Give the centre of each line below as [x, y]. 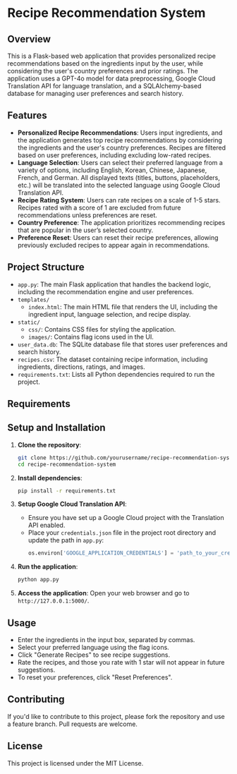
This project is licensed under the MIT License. [75, 763]
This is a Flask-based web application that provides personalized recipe [112, 56]
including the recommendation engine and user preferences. [105, 291]
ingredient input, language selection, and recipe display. [109, 314]
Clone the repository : [49, 445]
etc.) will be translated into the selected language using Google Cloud [119, 185]
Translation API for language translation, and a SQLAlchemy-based [104, 86]
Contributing [36, 700]
